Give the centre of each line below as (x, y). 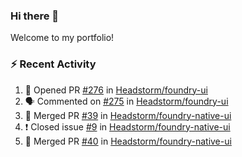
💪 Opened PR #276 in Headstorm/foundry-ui (116, 90)
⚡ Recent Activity (53, 64)
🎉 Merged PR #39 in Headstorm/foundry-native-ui (128, 115)
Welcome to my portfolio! (62, 38)
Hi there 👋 (35, 16)
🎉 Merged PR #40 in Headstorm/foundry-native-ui (128, 141)
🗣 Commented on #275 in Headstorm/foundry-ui (126, 101)
